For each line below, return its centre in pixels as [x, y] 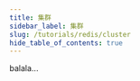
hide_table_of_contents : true [66, 43]
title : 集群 [30, 18]
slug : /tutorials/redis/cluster [70, 34]
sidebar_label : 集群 [47, 26]
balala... [24, 68]
